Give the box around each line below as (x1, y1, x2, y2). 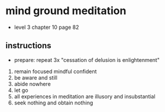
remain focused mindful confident (14, 68, 97, 75)
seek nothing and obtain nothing (14, 99, 93, 106)
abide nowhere (14, 80, 51, 87)
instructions (5, 41, 51, 51)
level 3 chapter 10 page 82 (14, 24, 79, 31)
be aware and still (14, 74, 57, 81)
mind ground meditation (5, 4, 127, 18)
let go (14, 87, 28, 94)
